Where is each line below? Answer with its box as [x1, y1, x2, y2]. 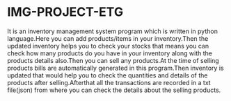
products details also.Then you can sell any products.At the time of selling [7, 56, 219, 64]
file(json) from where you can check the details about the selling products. [7, 86, 221, 94]
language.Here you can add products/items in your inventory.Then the [7, 34, 209, 42]
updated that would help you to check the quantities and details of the [7, 71, 208, 80]
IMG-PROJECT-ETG [7, 4, 124, 20]
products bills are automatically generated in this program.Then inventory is [7, 64, 224, 72]
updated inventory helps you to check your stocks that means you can [7, 42, 209, 50]
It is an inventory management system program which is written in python [7, 27, 218, 35]
